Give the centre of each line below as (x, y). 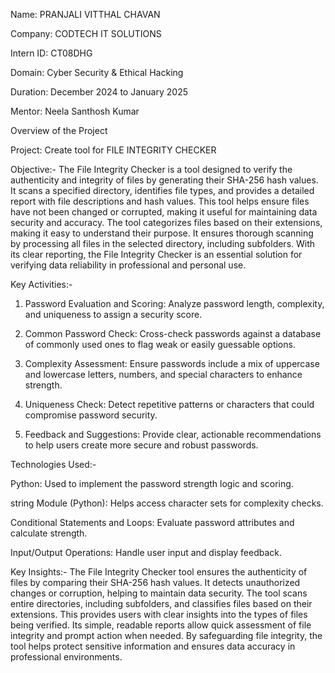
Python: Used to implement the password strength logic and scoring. (152, 483)
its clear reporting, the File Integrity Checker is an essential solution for (156, 254)
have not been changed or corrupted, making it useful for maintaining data (164, 212)
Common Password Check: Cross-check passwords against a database (173, 333)
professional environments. (66, 657)
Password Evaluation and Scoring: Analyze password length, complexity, (174, 303)
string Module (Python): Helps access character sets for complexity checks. (167, 503)
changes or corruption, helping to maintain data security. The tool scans (159, 593)
